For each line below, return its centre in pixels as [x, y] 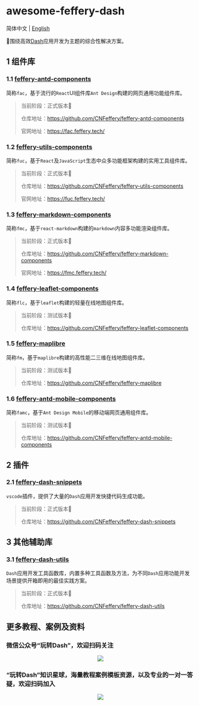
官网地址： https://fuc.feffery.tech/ [63, 198]
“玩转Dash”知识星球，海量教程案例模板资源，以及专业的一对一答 [99, 675]
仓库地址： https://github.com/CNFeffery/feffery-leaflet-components [105, 328]
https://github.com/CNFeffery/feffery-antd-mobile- [110, 438]
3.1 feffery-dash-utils [38, 560]
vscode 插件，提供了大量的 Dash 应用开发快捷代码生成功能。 [77, 496]
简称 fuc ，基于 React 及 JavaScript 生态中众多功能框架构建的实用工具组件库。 [98, 160]
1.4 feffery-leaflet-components [52, 289]
